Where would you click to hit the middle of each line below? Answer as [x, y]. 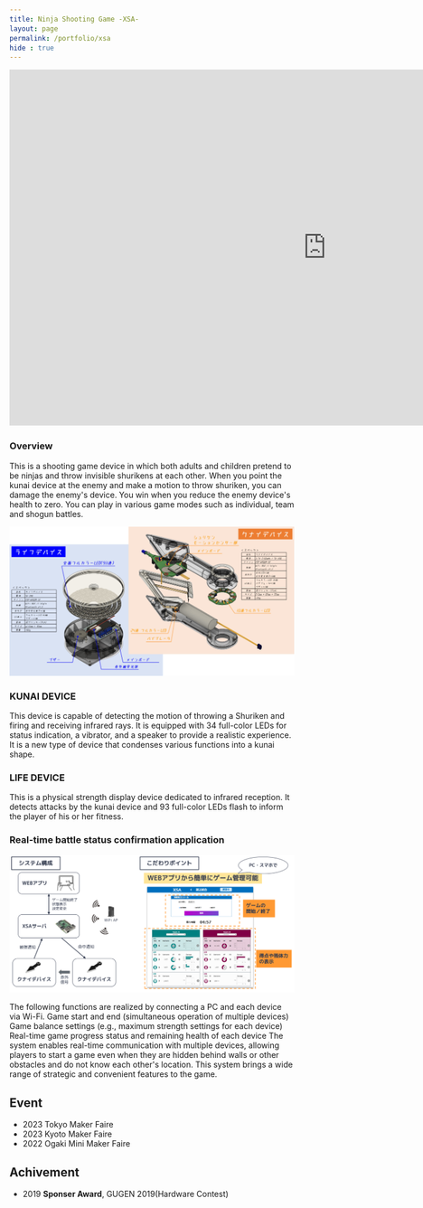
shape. [22, 754]
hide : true [32, 48]
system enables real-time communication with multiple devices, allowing [145, 1045]
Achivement [44, 1172]
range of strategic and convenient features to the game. [113, 1074]
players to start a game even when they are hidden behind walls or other [144, 1055]
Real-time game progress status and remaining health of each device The [146, 1036]
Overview [31, 446]
